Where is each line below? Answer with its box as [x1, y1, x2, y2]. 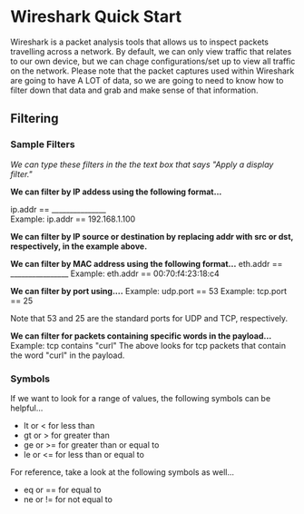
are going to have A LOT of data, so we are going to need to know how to [10, 74, 284, 85]
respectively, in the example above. [10, 241, 148, 252]
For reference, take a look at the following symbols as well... [10, 466, 235, 478]
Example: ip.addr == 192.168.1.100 [10, 213, 136, 224]
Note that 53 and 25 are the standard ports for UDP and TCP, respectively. [10, 312, 289, 323]
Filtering [10, 111, 59, 126]
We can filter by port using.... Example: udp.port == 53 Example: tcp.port [10, 285, 287, 296]
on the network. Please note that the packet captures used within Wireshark [10, 65, 295, 76]
